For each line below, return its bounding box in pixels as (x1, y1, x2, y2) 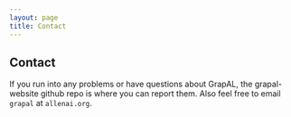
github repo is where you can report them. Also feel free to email (40, 88, 282, 99)
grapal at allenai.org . (9, 98, 93, 109)
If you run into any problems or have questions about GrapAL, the (9, 78, 253, 90)
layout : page (9, 13, 59, 22)
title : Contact (9, 22, 67, 31)
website (9, 88, 39, 99)
